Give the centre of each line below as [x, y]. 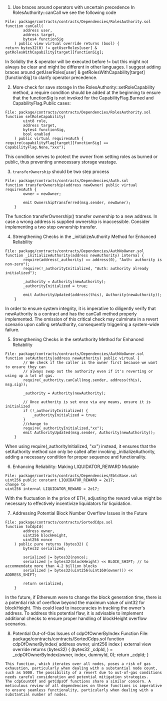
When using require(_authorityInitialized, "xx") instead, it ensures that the [81, 446]
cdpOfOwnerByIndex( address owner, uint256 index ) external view [82, 644]
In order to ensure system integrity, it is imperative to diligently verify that [80, 308]
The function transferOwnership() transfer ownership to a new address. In [81, 216]
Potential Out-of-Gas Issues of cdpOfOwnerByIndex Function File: [80, 633]
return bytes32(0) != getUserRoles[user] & [51, 48]
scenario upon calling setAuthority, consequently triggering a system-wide [82, 324]
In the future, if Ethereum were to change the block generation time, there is [83, 597]
